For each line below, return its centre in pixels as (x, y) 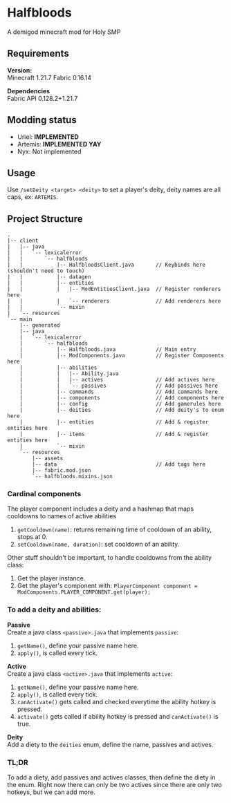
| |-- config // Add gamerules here (120, 404)
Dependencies (29, 91)
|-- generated (40, 325)
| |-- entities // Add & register (114, 422)
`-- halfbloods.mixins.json (72, 477)
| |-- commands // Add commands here (119, 392)
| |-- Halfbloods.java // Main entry (108, 350)
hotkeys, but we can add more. (51, 792)
